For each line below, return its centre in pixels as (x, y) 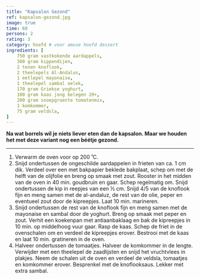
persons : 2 (20, 34)
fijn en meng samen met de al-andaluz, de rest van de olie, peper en (99, 195)
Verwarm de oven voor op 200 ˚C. (57, 157)
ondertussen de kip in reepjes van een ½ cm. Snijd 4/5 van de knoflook (102, 189)
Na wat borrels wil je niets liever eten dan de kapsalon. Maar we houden (97, 134)
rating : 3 (18, 39)
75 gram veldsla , (38, 111)
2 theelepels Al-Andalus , (49, 73)
